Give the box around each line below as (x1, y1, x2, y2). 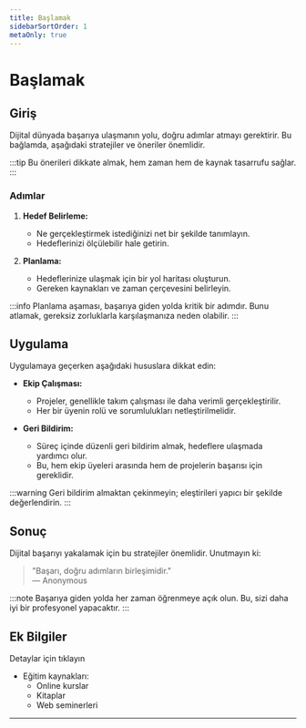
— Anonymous (31, 575, 88, 586)
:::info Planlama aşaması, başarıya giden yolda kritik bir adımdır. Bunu (9, 300, 270, 311)
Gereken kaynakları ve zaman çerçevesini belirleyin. (36, 282, 231, 293)
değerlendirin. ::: (9, 497, 71, 508)
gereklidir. (36, 470, 75, 481)
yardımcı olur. (36, 450, 88, 461)
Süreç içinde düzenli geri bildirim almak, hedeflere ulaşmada (36, 441, 263, 452)
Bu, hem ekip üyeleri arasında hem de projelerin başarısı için (36, 460, 262, 471)
